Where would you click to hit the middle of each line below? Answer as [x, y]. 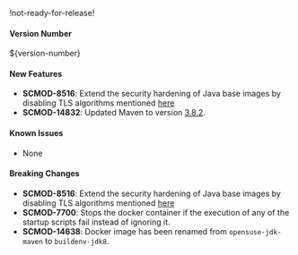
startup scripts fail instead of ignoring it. [96, 222]
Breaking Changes [44, 174]
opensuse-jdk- [255, 232]
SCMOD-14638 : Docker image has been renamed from [124, 231]
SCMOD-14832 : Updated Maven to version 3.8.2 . [114, 113]
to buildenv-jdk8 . [77, 241]
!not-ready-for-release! [52, 13]
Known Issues [36, 133]
